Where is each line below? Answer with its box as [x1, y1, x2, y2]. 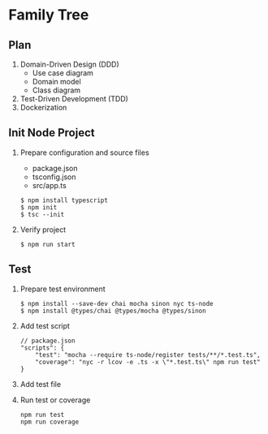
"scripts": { [19, 343, 65, 352]
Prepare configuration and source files [19, 148, 149, 157]
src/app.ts [32, 180, 67, 190]
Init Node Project [8, 126, 95, 140]
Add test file [19, 379, 62, 389]
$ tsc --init [19, 210, 65, 218]
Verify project [19, 225, 67, 234]
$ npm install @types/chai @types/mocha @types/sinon [19, 307, 206, 315]
